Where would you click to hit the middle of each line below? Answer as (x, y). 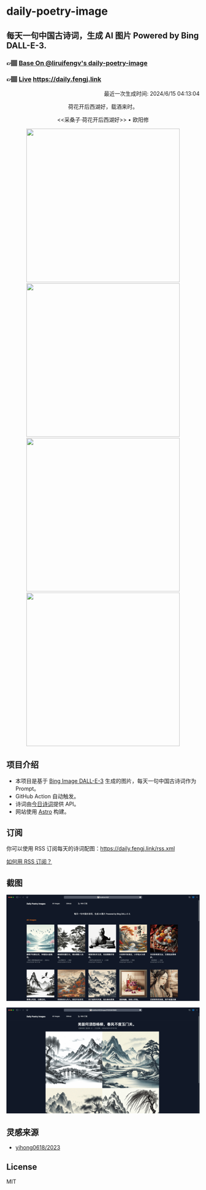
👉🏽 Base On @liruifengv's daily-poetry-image (77, 63)
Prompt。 (27, 788)
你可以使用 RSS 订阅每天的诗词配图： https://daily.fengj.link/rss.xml (91, 849)
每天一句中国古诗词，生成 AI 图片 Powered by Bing (103, 35)
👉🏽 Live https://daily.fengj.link (54, 79)
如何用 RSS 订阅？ (29, 861)
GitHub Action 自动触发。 (47, 796)
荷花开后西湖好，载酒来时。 (103, 106)
